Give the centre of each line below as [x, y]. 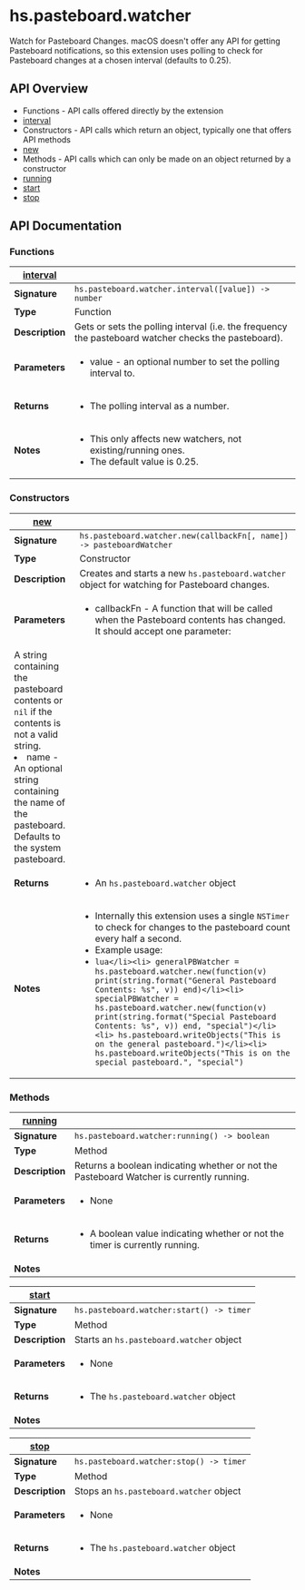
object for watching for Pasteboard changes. [175, 584]
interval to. [112, 373]
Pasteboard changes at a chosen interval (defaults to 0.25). [120, 60]
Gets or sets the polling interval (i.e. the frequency [181, 327]
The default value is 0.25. [144, 462]
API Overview [49, 88]
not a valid [36, 734]
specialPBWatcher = [137, 998]
